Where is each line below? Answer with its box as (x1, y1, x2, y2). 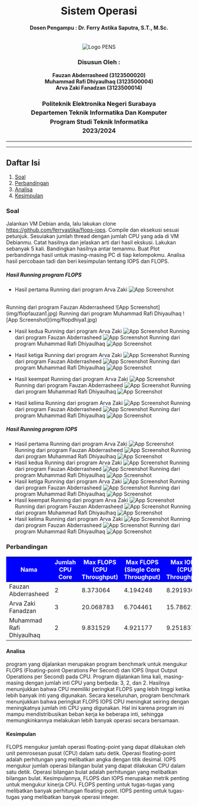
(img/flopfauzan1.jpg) (6, 310, 58, 317)
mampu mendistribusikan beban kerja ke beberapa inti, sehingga (6, 711, 164, 718)
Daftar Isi (6, 157, 40, 168)
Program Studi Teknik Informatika (49, 117, 148, 125)
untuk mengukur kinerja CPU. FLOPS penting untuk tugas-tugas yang (6, 781, 175, 788)
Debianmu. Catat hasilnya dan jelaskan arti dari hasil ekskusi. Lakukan (6, 239, 176, 246)
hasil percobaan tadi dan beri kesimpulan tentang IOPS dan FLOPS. (6, 257, 170, 265)
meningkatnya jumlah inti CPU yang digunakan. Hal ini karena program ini (6, 705, 184, 712)
